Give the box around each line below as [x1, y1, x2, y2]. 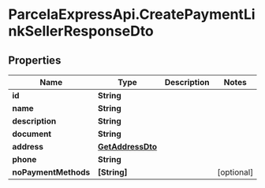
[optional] [216, 167, 254, 178]
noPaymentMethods [12, 167, 91, 178]
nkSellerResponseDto [8, 22, 154, 40]
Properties [8, 53, 62, 67]
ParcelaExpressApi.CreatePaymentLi [8, 6, 256, 24]
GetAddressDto [97, 142, 158, 152]
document [12, 128, 52, 139]
